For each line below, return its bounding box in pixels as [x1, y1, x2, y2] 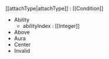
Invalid [13, 47, 30, 54]
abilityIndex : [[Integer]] [22, 23, 80, 29]
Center [13, 41, 31, 48]
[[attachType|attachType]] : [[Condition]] [5, 5, 104, 12]
